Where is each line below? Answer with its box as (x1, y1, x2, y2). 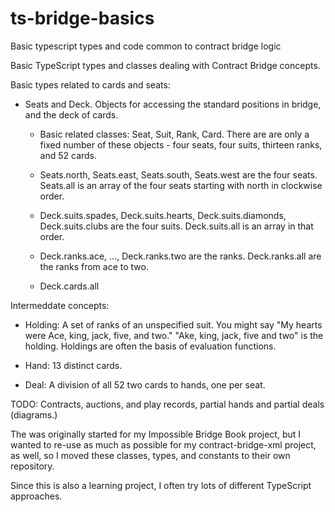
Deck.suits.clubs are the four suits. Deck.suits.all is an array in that (39, 220, 314, 232)
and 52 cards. (39, 149, 98, 161)
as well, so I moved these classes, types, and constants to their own (10, 449, 291, 461)
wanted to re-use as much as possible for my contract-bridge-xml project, (10, 438, 317, 451)
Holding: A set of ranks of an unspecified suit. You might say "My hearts (24, 318, 323, 331)
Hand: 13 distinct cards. (24, 359, 123, 371)
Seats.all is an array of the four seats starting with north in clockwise (39, 179, 323, 191)
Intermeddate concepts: (10, 299, 110, 311)
